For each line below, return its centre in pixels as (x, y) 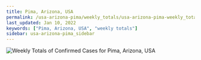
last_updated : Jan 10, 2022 (41, 23)
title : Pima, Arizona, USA (40, 12)
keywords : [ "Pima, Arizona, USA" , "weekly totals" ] (72, 28)
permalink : (20, 17)
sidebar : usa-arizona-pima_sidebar (51, 34)
